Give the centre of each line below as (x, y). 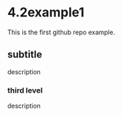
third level (25, 90)
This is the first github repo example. (61, 32)
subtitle (25, 55)
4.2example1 (46, 12)
